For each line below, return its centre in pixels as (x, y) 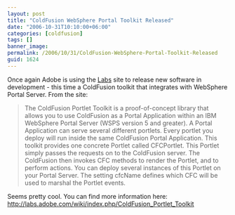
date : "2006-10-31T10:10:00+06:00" (59, 27)
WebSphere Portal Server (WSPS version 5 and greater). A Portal (118, 123)
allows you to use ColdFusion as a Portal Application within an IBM (120, 115)
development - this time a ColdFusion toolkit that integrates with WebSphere (117, 87)
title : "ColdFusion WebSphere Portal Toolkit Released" (90, 20)
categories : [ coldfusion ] (45, 33)
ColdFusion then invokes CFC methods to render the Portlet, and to (121, 160)
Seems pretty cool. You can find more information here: (88, 196)
